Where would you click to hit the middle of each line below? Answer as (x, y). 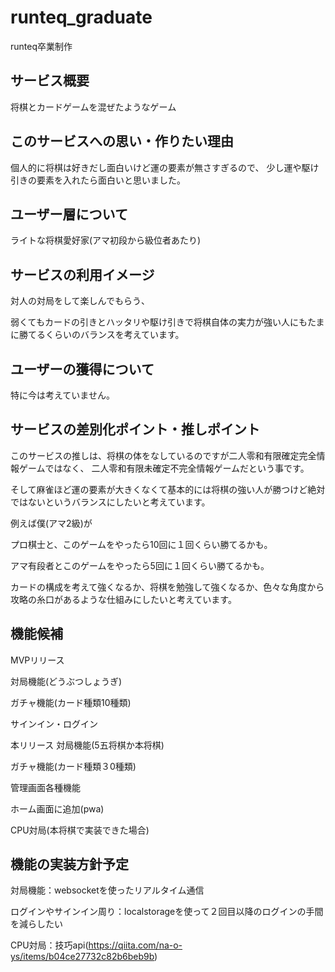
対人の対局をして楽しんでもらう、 (80, 301)
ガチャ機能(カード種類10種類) (71, 702)
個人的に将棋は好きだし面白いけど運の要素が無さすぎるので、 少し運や (156, 167)
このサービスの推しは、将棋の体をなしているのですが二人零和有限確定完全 (163, 455)
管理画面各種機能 (45, 787)
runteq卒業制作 (41, 46)
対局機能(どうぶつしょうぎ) (66, 681)
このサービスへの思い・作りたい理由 (122, 141)
